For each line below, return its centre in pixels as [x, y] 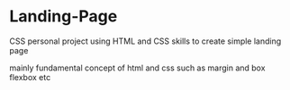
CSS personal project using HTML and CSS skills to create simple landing [145, 41]
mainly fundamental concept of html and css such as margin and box [137, 68]
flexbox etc [30, 77]
